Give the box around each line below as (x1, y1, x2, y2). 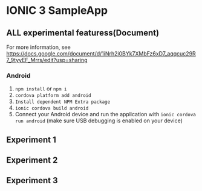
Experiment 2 (6, 155, 58, 166)
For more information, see (6, 43, 71, 51)
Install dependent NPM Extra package (15, 99, 111, 105)
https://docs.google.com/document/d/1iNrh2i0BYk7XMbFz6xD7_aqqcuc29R (6, 50, 197, 57)
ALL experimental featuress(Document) (6, 28, 159, 38)
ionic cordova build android (15, 105, 89, 111)
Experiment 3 (6, 175, 58, 186)
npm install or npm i (15, 85, 67, 92)
